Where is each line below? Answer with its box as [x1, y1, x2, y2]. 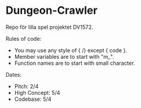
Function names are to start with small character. [14, 59, 136, 67]
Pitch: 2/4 [14, 82, 39, 90]
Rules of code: [5, 35, 41, 42]
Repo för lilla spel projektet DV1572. [5, 23, 94, 31]
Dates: [5, 71, 22, 78]
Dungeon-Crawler [5, 4, 98, 17]
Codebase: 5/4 [14, 95, 52, 103]
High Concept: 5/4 [14, 89, 61, 96]
